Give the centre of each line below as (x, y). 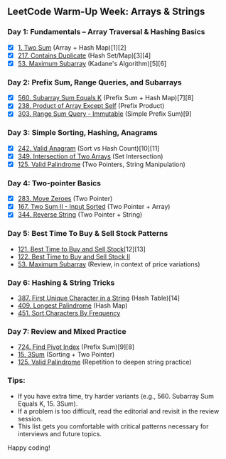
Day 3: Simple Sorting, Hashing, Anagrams (82, 133)
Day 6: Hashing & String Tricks (61, 282)
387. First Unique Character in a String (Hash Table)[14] (98, 298)
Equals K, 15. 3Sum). (48, 404)
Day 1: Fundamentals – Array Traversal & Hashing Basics (106, 32)
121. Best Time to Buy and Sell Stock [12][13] (81, 249)
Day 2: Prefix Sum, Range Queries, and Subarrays (95, 82)
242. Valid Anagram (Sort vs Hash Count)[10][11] (88, 148)
